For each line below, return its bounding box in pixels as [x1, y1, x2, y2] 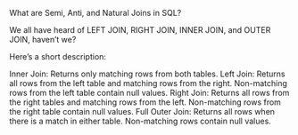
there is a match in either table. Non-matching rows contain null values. [9, 115, 272, 126]
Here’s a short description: [9, 52, 107, 61]
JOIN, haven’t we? [9, 35, 77, 44]
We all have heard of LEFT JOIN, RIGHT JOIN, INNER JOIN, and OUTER [9, 25, 271, 35]
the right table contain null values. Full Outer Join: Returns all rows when [9, 107, 275, 116]
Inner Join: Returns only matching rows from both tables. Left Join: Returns [9, 68, 286, 79]
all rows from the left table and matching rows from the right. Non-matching [9, 78, 288, 88]
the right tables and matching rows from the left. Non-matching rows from [9, 97, 281, 107]
